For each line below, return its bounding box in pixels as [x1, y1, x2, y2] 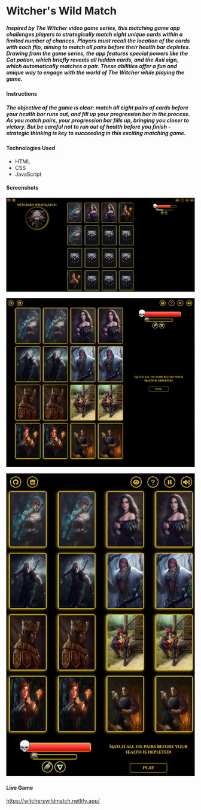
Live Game [6, 784, 33, 791]
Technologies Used [6, 145, 56, 152]
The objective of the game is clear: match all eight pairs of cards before [6, 103, 188, 111]
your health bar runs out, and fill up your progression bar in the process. [6, 110, 190, 117]
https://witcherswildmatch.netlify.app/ [6, 797, 100, 805]
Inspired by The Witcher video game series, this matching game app [6, 24, 181, 31]
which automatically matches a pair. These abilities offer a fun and [6, 62, 178, 69]
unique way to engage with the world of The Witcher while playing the [6, 69, 185, 76]
